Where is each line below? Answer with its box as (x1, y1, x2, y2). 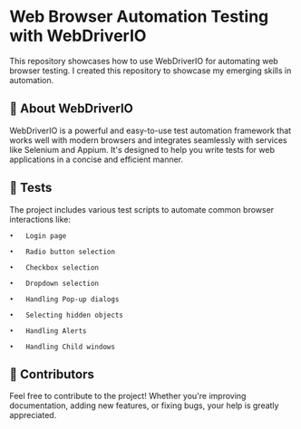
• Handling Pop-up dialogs (9, 294, 120, 304)
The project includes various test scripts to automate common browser (9, 204, 275, 214)
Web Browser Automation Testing (9, 6, 269, 27)
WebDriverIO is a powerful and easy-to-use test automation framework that (9, 125, 292, 136)
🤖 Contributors (9, 367, 95, 382)
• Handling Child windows (9, 342, 116, 351)
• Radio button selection (9, 247, 116, 256)
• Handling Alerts (9, 326, 88, 336)
